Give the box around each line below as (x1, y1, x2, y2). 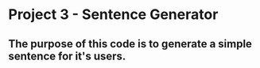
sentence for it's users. (8, 49, 126, 62)
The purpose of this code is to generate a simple (8, 37, 253, 51)
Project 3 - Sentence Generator (8, 6, 219, 24)
